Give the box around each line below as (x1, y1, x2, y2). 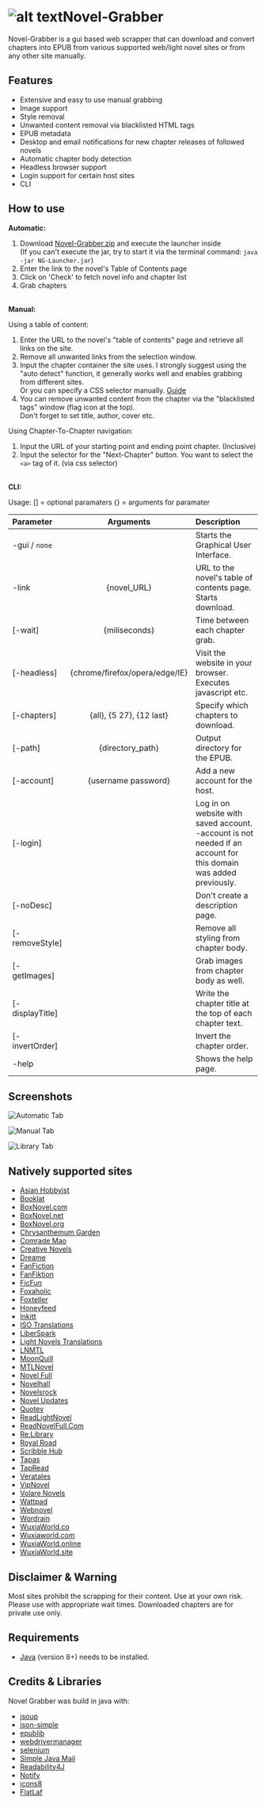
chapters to (195, 710, 238, 721)
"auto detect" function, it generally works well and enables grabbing (19, 368, 243, 378)
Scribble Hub (19, 1446, 63, 1456)
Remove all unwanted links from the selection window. (19, 352, 197, 361)
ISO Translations (19, 1320, 74, 1330)
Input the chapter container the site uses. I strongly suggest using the (19, 360, 247, 370)
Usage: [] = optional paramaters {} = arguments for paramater (8, 497, 210, 507)
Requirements (8, 1631, 79, 1645)
